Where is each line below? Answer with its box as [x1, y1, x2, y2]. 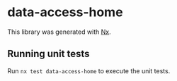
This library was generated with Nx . [7, 27, 111, 36]
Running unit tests [7, 48, 90, 60]
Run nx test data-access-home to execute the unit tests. [7, 66, 171, 75]
